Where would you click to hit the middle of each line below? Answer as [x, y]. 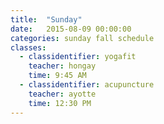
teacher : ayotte [62, 94]
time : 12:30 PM [60, 103]
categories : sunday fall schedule [82, 38]
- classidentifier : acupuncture [87, 85]
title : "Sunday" [46, 19]
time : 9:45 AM [57, 76]
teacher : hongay [62, 66]
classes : [28, 47]
